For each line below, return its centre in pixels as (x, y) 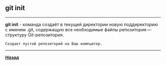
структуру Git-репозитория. (35, 35)
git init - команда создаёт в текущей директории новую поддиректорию (82, 24)
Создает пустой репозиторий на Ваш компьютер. (54, 43)
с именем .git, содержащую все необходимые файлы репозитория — (78, 29)
